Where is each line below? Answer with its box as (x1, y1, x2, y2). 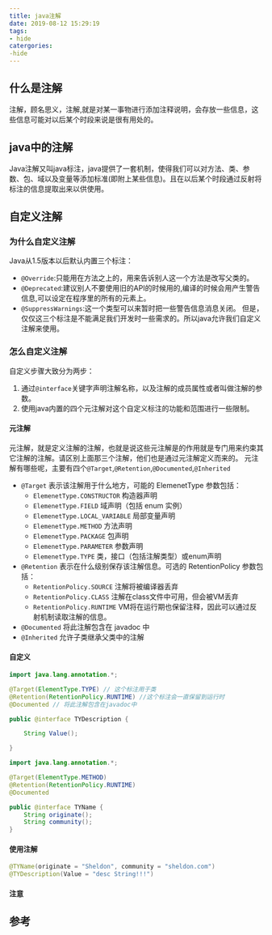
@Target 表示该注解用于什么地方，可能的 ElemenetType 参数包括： (20, 480, 241, 490)
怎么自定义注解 (9, 346, 68, 357)
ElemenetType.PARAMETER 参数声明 (32, 541, 144, 550)
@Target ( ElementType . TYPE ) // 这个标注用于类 (9, 685, 157, 693)
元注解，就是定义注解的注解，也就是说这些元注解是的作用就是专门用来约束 (9, 443, 257, 453)
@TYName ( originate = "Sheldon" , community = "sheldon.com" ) (9, 863, 216, 871)
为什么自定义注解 (9, 236, 76, 247)
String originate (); (23, 810, 93, 818)
